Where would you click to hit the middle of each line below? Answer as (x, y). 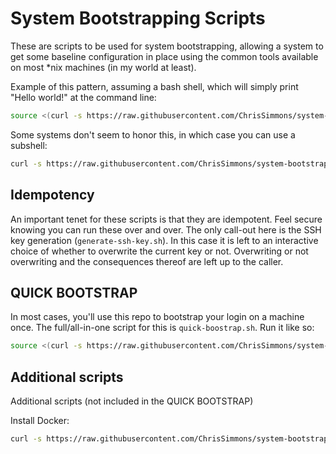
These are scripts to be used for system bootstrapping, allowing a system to (167, 46)
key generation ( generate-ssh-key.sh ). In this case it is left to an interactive (164, 240)
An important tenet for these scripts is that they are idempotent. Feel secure (166, 219)
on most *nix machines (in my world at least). (103, 67)
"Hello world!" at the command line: (83, 97)
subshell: (29, 145)
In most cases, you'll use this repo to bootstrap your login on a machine (157, 317)
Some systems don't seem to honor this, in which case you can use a (153, 134)
